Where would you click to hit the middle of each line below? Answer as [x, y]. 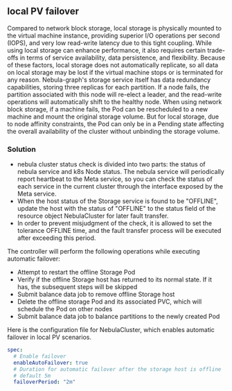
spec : [15, 350]
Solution [22, 149]
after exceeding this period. [56, 238]
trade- [216, 50]
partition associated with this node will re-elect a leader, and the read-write [115, 94]
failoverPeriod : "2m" [45, 382]
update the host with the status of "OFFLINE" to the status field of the [116, 209]
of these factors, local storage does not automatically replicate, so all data [113, 64]
